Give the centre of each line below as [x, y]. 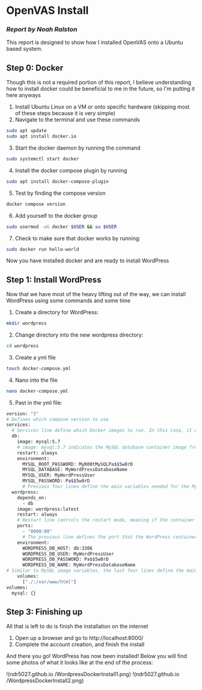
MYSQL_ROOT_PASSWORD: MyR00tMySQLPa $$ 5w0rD [78, 464]
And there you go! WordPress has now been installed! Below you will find [97, 656]
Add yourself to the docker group [56, 215]
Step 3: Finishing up [44, 612]
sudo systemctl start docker [43, 159]
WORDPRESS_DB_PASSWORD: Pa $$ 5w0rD [66, 559]
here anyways [23, 95]
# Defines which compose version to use [58, 419]
